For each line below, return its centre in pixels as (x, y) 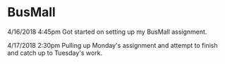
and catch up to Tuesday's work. (55, 53)
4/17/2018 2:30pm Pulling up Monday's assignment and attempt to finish (112, 45)
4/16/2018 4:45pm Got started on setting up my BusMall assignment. (107, 32)
